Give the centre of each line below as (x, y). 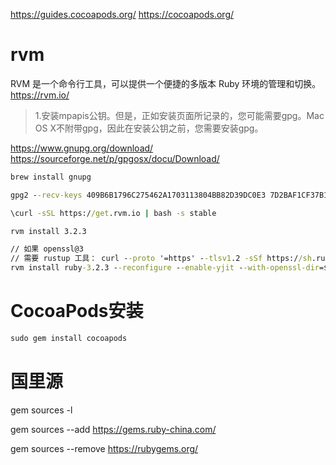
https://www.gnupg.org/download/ (82, 148)
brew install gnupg (51, 177)
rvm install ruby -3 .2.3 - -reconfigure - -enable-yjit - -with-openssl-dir (165, 268)
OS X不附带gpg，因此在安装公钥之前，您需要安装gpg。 (149, 128)
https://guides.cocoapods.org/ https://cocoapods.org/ (122, 14)
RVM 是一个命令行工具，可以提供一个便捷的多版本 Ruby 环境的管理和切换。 (166, 83)
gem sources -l (41, 410)
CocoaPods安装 (77, 311)
